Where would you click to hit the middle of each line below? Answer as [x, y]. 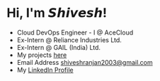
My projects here [42, 55]
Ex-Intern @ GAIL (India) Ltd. [58, 47]
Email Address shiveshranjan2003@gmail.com [85, 62]
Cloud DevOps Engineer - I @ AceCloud [75, 32]
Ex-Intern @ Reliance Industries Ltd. [69, 39]
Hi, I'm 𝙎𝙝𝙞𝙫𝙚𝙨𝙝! [57, 13]
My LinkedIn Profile [45, 70]
